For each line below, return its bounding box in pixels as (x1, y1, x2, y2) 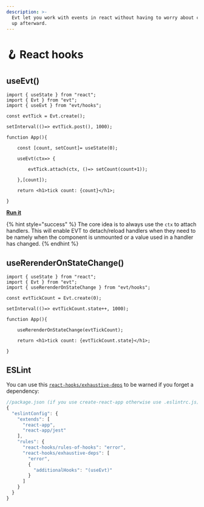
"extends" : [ (17, 416, 50, 422)
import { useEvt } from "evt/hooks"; (6, 103, 102, 109)
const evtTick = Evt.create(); (6, 113, 86, 119)
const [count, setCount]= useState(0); (17, 145, 118, 151)
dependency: (6, 387, 39, 395)
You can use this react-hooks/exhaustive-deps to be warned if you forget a (6, 381, 194, 388)
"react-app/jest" (22, 427, 67, 433)
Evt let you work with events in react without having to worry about (12, 15, 194, 21)
